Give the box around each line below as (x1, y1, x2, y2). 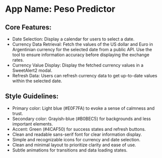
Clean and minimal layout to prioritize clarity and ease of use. (12, 142, 136, 148)
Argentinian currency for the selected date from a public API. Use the (12, 47, 152, 52)
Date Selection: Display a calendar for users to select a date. (12, 36, 135, 42)
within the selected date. (12, 78, 62, 84)
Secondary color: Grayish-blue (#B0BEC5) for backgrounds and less (12, 116, 151, 122)
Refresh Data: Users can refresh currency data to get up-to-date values (12, 73, 158, 78)
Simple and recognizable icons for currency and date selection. (12, 136, 141, 142)
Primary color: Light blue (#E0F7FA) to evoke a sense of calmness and (12, 105, 155, 111)
